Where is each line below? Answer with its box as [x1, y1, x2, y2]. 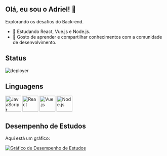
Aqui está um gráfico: [5, 135, 51, 141]
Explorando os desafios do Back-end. [5, 18, 84, 24]
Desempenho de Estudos [5, 121, 86, 130]
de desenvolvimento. [12, 39, 57, 45]
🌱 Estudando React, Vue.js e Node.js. [12, 28, 91, 35]
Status [5, 54, 27, 63]
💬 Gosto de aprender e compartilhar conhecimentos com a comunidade [12, 34, 162, 40]
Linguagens [5, 82, 44, 91]
